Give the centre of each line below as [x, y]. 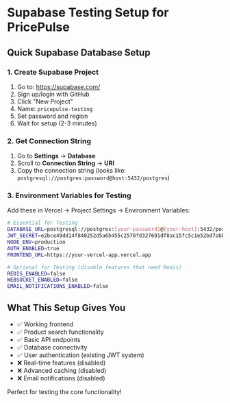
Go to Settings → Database [56, 156]
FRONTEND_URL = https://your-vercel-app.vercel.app [79, 255]
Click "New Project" [45, 101]
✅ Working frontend [45, 324]
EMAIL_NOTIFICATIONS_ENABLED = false [58, 286]
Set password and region [52, 116]
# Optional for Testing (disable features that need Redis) [95, 267]
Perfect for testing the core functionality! [64, 392]
